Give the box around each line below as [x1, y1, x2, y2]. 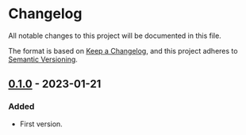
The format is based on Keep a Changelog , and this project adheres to [8, 46, 238, 55]
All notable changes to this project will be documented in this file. [8, 31, 222, 40]
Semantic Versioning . [8, 54, 78, 64]
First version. [19, 119, 63, 129]
